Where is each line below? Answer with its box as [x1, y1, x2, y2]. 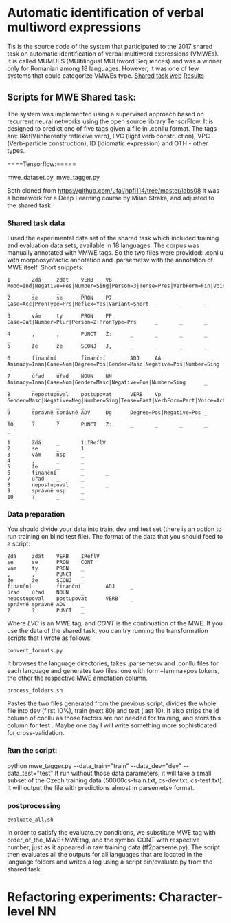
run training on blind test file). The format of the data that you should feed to [7, 532, 223, 541]
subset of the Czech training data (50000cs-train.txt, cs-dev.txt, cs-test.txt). [7, 776, 224, 785]
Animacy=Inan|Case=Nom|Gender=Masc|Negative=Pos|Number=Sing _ [7, 379, 208, 386]
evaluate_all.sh [7, 816, 54, 823]
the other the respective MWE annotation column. [7, 674, 148, 683]
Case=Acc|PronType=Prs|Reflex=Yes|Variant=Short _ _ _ [7, 301, 208, 308]
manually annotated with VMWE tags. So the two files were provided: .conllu [7, 249, 223, 257]
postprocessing [7, 800, 61, 810]
